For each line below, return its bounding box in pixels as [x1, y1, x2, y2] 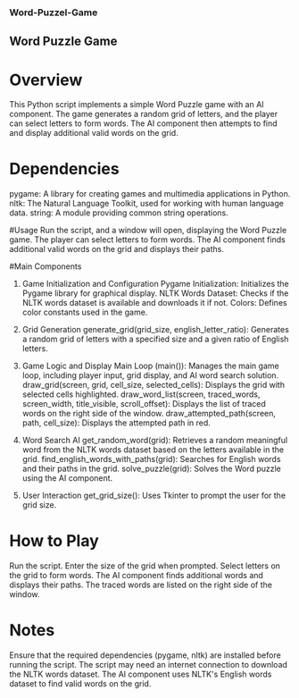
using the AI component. [21, 473, 113, 484]
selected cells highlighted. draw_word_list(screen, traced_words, [21, 389, 261, 399]
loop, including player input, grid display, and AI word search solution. [21, 370, 279, 381]
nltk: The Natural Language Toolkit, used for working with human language [9, 198, 284, 209]
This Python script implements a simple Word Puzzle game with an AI [9, 99, 265, 110]
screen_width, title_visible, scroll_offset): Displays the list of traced [21, 399, 266, 409]
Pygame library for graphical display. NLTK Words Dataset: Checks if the [21, 288, 289, 299]
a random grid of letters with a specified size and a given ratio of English [21, 333, 289, 345]
